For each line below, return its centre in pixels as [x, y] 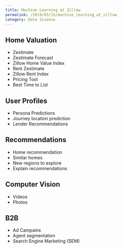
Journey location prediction [41, 118]
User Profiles [26, 101]
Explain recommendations [40, 168]
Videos [20, 197]
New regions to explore [37, 163]
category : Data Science [30, 19]
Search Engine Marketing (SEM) [46, 241]
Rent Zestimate [28, 69]
